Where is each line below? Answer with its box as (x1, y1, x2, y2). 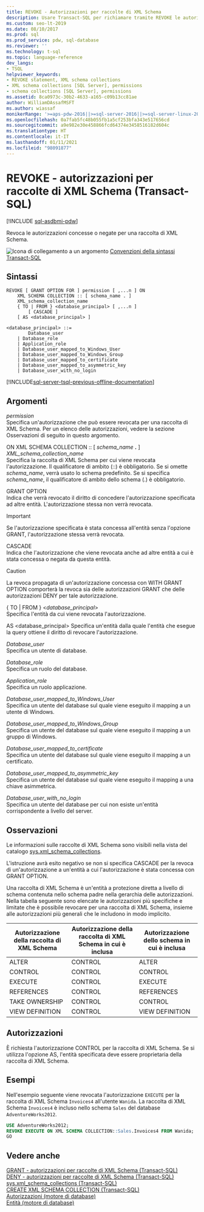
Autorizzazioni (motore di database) (6, 1192, 96, 1200)
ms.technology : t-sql (6, 49, 61, 55)
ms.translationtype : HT (6, 128, 67, 134)
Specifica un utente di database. (6, 647, 87, 654)
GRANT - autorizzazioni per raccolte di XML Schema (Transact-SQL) (6, 1167, 178, 1174)
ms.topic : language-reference (6, 54, 83, 60)
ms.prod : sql (6, 32, 39, 38)
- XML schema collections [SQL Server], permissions (6, 83, 143, 89)
